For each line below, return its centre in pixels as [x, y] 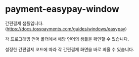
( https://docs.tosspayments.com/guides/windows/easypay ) [66, 28]
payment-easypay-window [62, 9]
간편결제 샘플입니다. [24, 23]
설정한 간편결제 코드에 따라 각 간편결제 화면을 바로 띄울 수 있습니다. [70, 49]
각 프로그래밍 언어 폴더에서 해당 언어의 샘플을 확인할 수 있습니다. [67, 39]
